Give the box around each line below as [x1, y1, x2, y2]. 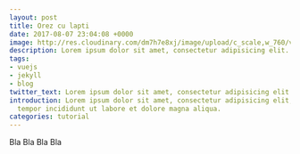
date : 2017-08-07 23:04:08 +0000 [9, 29, 134, 38]
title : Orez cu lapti [9, 21, 90, 30]
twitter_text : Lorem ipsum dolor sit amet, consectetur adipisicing [9, 87, 270, 96]
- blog [9, 79, 34, 88]
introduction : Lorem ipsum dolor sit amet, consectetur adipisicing [9, 95, 270, 105]
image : [9, 37, 34, 47]
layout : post [9, 12, 58, 22]
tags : [9, 54, 29, 63]
